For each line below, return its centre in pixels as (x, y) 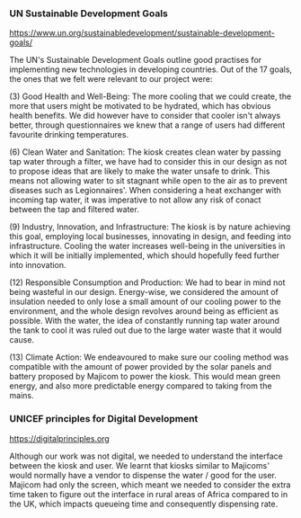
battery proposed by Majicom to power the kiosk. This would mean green (145, 377)
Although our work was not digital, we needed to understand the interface (146, 456)
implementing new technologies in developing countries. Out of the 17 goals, (151, 69)
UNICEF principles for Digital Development (104, 419)
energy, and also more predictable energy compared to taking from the (141, 386)
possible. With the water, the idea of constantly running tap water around (145, 321)
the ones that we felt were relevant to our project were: (111, 79)
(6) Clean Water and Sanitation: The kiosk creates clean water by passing (145, 152)
